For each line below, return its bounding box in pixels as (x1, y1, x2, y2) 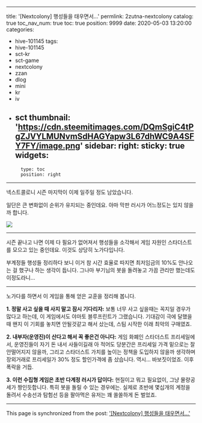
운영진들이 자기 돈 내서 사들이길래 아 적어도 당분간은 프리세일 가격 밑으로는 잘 (14, 340, 195, 348)
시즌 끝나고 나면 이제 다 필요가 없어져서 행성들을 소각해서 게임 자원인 (6, 239, 167, 246)
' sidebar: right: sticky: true (80, 141, 185, 151)
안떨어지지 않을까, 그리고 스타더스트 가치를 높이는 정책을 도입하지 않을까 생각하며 (6, 348, 196, 356)
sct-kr (14, 51, 30, 57)
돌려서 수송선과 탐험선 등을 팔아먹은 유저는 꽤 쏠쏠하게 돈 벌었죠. (6, 391, 158, 398)
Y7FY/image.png (14, 141, 81, 151)
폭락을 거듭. (6, 363, 34, 371)
